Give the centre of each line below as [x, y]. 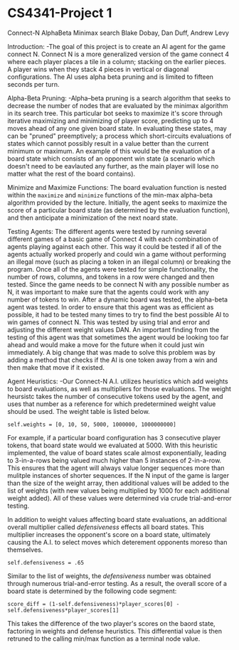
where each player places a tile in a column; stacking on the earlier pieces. [117, 61]
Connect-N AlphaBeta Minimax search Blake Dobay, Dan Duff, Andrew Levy [118, 33]
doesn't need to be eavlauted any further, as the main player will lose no [113, 166]
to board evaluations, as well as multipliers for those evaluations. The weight [119, 388]
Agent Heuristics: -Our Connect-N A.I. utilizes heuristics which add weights [118, 381]
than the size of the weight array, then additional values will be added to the [118, 483]
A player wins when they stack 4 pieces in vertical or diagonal [98, 69]
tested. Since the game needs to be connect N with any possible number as [118, 284]
